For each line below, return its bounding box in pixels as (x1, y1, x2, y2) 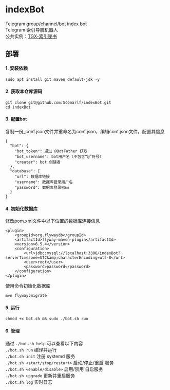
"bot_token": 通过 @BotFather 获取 (14, 148, 88, 154)
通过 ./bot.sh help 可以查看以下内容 (5, 340, 83, 346)
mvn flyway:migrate (5, 293, 47, 298)
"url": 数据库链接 (14, 174, 50, 179)
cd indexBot (5, 104, 31, 110)
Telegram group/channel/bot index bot (5, 21, 87, 27)
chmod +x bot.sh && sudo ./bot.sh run (5, 316, 88, 322)
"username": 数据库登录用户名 (14, 179, 73, 185)
